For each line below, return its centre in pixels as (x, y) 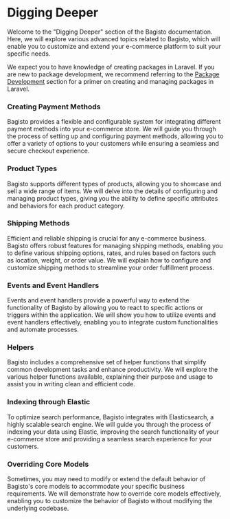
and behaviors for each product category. (66, 206)
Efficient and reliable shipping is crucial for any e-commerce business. (107, 238)
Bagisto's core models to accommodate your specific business (96, 487)
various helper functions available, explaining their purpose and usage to (110, 377)
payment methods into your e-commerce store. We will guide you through (112, 129)
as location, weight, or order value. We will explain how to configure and (109, 260)
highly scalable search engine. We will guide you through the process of (109, 424)
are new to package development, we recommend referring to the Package (113, 74)
